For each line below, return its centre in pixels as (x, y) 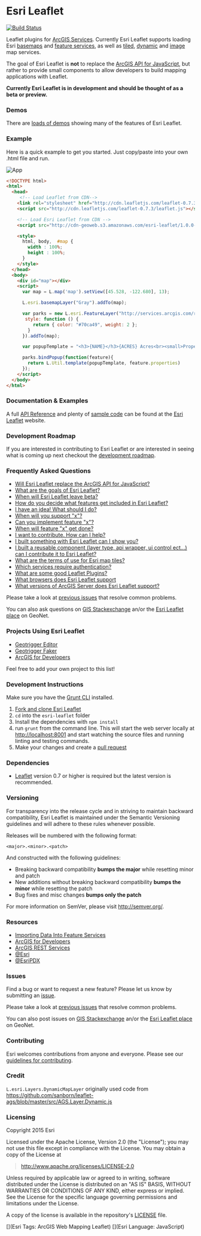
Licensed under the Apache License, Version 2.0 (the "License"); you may (98, 1142)
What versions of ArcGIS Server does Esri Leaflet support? (87, 586)
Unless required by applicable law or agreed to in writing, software (88, 1178)
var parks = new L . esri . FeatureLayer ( (70, 314)
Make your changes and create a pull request (71, 747)
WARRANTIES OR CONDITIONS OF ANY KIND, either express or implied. (95, 1191)
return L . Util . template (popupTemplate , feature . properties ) (104, 363)
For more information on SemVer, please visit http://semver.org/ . (85, 906)
